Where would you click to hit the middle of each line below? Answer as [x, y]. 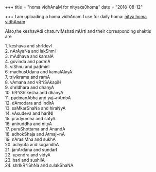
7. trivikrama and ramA [27, 77]
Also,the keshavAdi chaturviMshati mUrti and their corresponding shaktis [78, 31]
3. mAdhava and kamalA [29, 56]
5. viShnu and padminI [27, 66]
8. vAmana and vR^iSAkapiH [33, 82]
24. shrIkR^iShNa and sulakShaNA [39, 165]
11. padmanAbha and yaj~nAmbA [38, 98]
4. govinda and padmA [28, 61]
